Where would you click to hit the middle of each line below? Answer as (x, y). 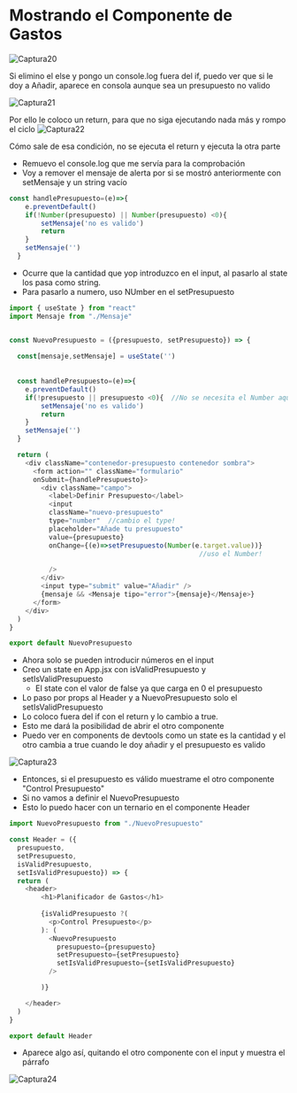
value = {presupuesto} (86, 537)
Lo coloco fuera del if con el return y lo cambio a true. (120, 717)
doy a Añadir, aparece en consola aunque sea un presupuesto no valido (140, 85)
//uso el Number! (231, 554)
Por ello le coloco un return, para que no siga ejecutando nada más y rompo (148, 120)
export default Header (51, 1036)
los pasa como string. (61, 282)
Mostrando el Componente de (121, 16)
